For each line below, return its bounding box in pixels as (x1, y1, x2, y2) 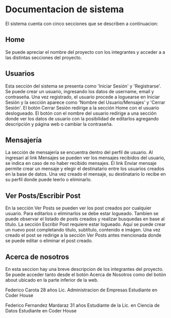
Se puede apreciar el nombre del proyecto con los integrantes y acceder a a (5, 49, 165, 55)
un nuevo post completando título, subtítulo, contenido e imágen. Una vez (5, 227, 161, 233)
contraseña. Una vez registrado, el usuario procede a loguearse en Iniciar (5, 94, 160, 100)
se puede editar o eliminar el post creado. (5, 238, 93, 244)
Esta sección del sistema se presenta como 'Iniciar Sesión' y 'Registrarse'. (5, 83, 161, 89)
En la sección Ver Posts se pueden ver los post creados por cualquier (5, 205, 152, 211)
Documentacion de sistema (5, 4, 124, 15)
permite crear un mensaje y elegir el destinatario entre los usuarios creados (5, 165, 164, 172)
